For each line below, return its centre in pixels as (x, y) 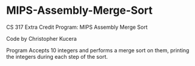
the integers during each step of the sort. (57, 56)
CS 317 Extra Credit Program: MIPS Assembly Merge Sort (77, 27)
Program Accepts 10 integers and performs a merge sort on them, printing (98, 50)
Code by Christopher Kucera (41, 38)
